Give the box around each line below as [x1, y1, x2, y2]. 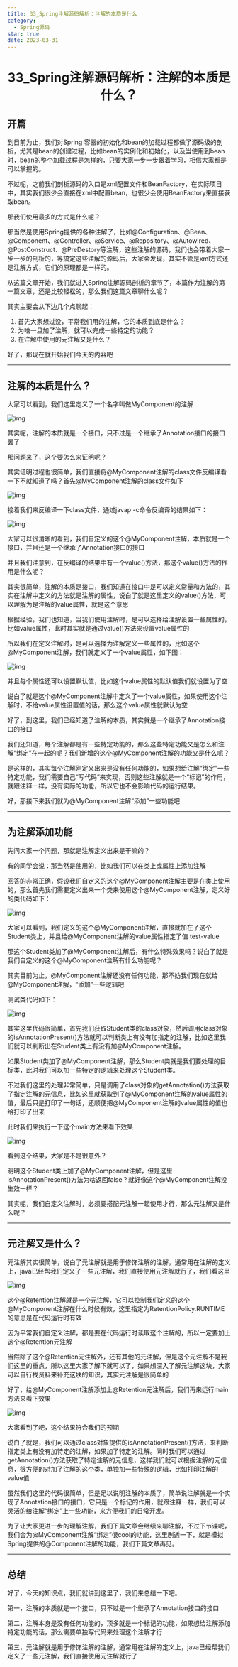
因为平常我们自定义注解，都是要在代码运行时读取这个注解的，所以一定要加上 [7, 1328, 231, 1337]
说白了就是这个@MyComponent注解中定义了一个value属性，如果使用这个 [7, 692, 222, 700]
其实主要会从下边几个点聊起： [7, 303, 94, 311]
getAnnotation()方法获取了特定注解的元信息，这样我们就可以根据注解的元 [7, 1455, 221, 1464]
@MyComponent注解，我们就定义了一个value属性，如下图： [7, 648, 184, 656]
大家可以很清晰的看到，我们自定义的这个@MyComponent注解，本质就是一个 [7, 534, 231, 543]
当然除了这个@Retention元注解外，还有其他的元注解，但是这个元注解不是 [7, 1352, 222, 1361]
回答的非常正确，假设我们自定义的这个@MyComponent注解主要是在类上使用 [7, 876, 231, 885]
